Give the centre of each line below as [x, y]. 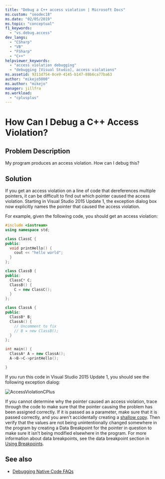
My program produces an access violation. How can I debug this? [72, 163]
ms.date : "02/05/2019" [29, 19]
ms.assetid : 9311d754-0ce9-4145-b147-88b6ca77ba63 [59, 75]
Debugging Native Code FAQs [43, 471]
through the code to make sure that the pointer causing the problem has [79, 406]
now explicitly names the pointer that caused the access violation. [73, 206]
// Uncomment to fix [35, 326]
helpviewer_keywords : [28, 61]
